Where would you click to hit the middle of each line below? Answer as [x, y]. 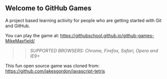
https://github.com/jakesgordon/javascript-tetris [55, 71]
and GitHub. [18, 26]
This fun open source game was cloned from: [52, 65]
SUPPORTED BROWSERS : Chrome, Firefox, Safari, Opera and [94, 50]
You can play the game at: [32, 35]
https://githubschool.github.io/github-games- [107, 35]
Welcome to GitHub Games [48, 8]
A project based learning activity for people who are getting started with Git [83, 20]
